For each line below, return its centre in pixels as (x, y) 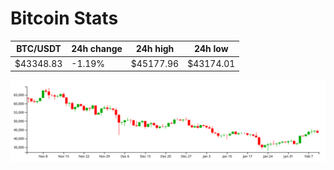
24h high (155, 49)
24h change (97, 49)
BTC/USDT (39, 49)
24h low (211, 49)
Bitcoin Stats (64, 18)
